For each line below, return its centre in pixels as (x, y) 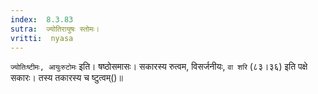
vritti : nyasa (42, 38)
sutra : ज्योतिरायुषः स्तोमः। (55, 29)
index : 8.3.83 (42, 19)
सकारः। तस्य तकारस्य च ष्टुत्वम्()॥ (66, 78)
